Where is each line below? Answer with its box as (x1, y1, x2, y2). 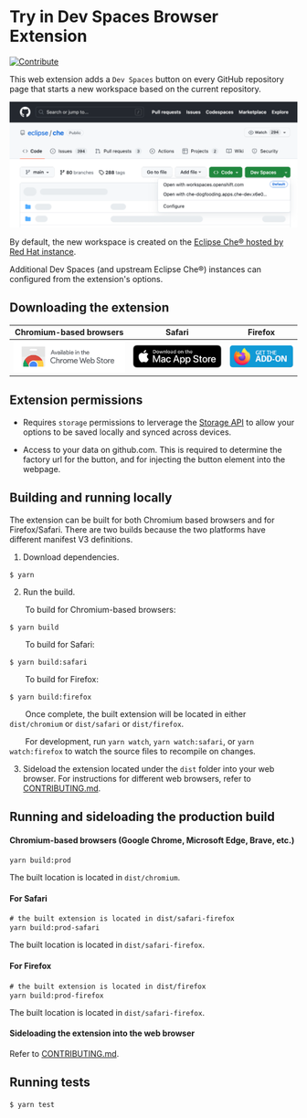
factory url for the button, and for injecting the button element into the (22, 454, 286, 465)
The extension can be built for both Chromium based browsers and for (9, 514, 275, 525)
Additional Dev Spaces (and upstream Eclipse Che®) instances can (9, 263, 262, 275)
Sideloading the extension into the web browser (9, 1028, 195, 1039)
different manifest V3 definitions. (9, 533, 133, 544)
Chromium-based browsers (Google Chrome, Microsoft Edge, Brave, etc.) (9, 834, 295, 846)
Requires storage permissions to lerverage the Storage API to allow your (22, 417, 295, 427)
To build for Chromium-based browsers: (25, 604, 176, 615)
